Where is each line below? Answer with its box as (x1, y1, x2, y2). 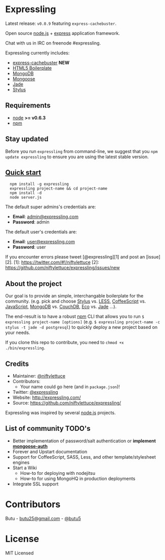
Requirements (5, 101, 51, 110)
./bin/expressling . (5, 345, 46, 351)
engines (12, 459, 30, 465)
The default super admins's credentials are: (5, 204, 96, 210)
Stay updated (5, 135, 49, 143)
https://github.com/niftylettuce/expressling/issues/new (5, 265, 120, 271)
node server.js (10, 195, 42, 200)
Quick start (5, 168, 42, 177)
